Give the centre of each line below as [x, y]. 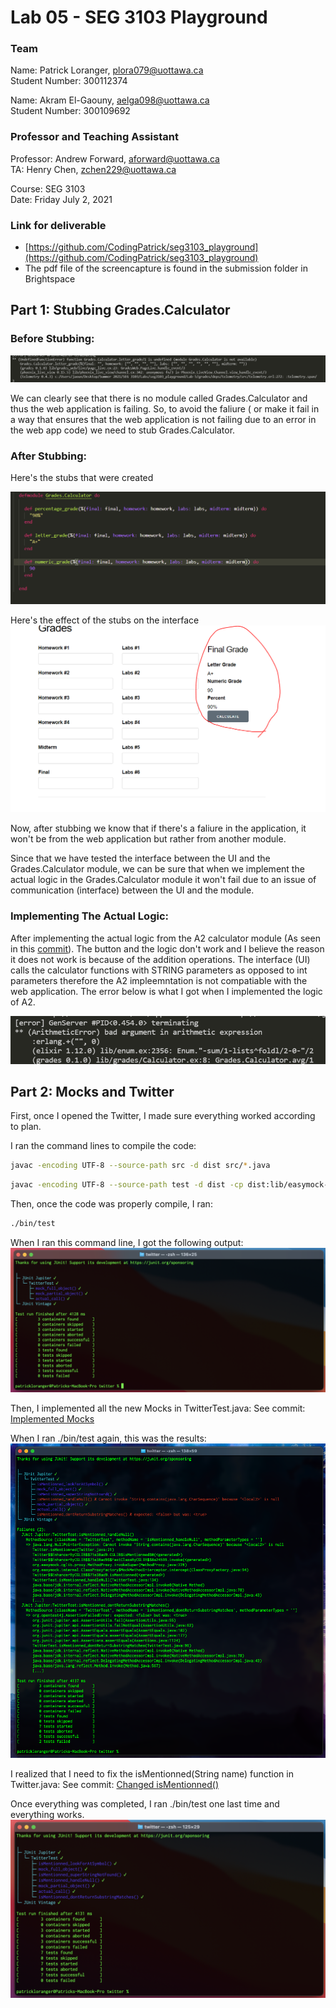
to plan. [26, 1127]
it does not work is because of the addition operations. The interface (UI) [160, 959]
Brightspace [50, 279]
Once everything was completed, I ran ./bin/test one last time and [145, 1803]
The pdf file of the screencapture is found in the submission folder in [166, 268]
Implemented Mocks [52, 1419]
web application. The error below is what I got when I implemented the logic [166, 991]
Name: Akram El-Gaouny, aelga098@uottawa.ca [110, 100]
